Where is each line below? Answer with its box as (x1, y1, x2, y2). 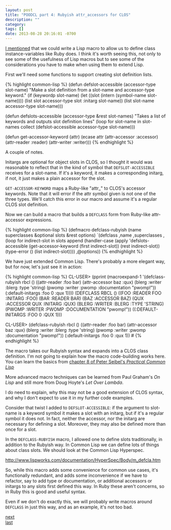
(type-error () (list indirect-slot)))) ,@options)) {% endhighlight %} (5, 248, 144, 255)
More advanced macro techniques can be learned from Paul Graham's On (5, 374, 160, 380)
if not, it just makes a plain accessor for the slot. (5, 175, 106, 181)
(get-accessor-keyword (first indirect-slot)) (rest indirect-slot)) (28, 243, 160, 249)
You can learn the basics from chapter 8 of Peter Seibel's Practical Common (5, 359, 165, 364)
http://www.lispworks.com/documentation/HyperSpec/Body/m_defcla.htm (5, 457, 161, 463)
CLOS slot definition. (5, 201, 48, 208)
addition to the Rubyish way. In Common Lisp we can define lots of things (5, 442, 159, 448)
